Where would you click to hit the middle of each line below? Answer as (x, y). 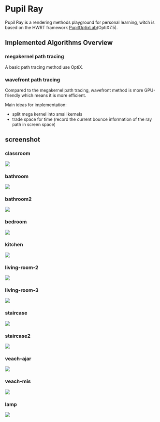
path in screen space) (34, 124)
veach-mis (18, 381)
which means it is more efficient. (54, 95)
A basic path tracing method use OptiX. (44, 67)
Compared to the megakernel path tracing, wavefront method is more (74, 90)
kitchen (14, 245)
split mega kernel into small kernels (47, 114)
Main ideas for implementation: (36, 105)
